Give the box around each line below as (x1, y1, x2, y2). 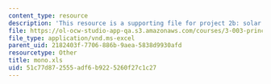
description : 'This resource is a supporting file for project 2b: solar (8, 19, 262, 27)
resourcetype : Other (8, 49, 78, 57)
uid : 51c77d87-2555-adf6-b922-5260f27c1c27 (8, 64, 157, 72)
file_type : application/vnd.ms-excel (8, 34, 135, 42)
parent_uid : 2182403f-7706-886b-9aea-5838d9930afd (8, 42, 182, 50)
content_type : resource (8, 11, 89, 20)
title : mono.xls (8, 57, 63, 65)
